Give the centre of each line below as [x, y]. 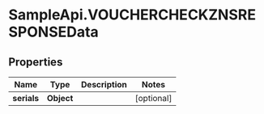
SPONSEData [53, 32]
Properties [36, 62]
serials [26, 98]
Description [104, 84]
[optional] [153, 98]
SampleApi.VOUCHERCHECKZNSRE [132, 15]
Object [60, 98]
